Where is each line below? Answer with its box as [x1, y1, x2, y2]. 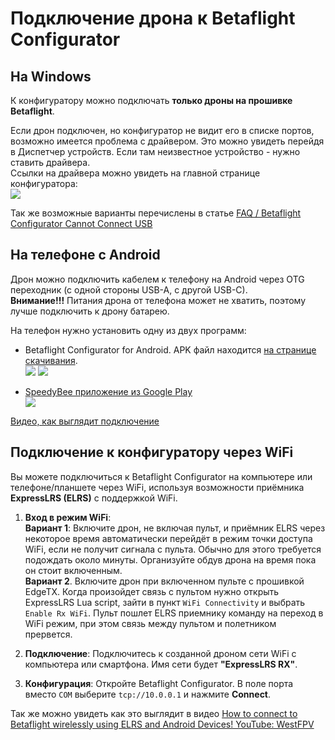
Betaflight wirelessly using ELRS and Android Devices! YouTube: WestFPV [10, 718, 315, 730]
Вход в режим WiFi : [24, 511, 112, 523]
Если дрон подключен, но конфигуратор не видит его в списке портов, [10, 125, 315, 136]
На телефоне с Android [10, 247, 161, 264]
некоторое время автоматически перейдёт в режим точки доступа [24, 532, 313, 544]
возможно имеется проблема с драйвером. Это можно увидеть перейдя [10, 135, 325, 147]
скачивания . [24, 354, 78, 366]
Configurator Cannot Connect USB [10, 218, 153, 229]
